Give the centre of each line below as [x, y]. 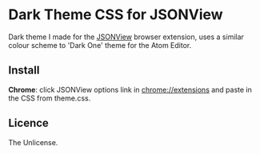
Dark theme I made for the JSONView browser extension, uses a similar [126, 37]
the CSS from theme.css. [50, 98]
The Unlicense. [33, 142]
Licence [29, 123]
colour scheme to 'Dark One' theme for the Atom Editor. [100, 45]
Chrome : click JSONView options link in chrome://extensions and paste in [130, 89]
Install [24, 71]
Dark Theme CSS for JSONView [116, 15]
